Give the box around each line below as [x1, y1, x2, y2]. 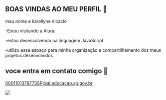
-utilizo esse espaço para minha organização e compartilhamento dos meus [5, 47, 162, 53]
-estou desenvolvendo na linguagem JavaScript [5, 37, 104, 43]
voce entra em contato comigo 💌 [5, 67, 108, 75]
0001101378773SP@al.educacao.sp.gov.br [5, 80, 93, 86]
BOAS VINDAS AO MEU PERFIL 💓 [5, 5, 107, 13]
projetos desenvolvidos [5, 52, 53, 58]
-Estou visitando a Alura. [5, 28, 56, 34]
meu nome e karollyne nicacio [5, 18, 67, 24]
